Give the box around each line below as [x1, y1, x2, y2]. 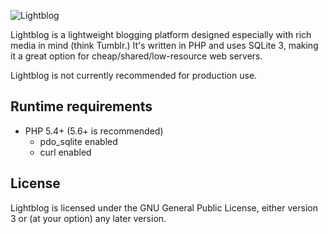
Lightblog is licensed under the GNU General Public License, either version [10, 201, 318, 214]
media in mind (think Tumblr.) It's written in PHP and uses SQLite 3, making [10, 40, 319, 51]
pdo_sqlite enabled [39, 135, 118, 147]
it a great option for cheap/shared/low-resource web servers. [10, 50, 263, 62]
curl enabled [39, 146, 92, 158]
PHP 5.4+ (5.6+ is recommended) [24, 125, 164, 137]
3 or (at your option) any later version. [10, 212, 167, 224]
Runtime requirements [10, 98, 153, 115]
